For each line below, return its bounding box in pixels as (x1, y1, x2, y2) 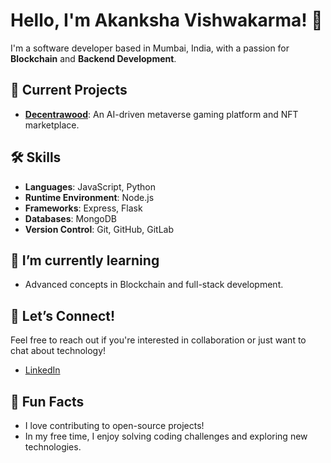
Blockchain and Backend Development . (10, 52, 177, 64)
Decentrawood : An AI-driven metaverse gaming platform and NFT (24, 108, 299, 120)
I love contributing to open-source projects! (24, 420, 205, 431)
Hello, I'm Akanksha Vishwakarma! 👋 (10, 9, 323, 32)
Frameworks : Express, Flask (24, 202, 143, 214)
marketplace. (24, 119, 80, 131)
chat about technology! (10, 345, 107, 357)
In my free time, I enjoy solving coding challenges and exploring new (24, 430, 308, 442)
